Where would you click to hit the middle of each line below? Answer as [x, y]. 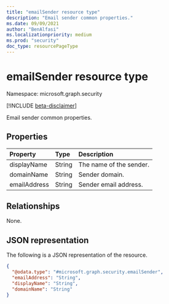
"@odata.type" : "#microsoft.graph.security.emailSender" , [88, 272]
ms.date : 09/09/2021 [33, 23]
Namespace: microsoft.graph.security [54, 93]
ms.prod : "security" [33, 41]
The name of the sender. [114, 165]
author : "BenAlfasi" [33, 29]
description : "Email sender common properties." [70, 18]
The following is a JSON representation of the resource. [77, 255]
